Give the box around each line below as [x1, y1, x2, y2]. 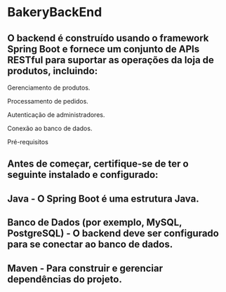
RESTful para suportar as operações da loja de [7, 54, 214, 66]
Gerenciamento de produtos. [7, 83, 91, 92]
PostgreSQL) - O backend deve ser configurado [7, 228, 219, 239]
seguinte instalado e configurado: [7, 169, 159, 181]
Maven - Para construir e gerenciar [7, 262, 164, 274]
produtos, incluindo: [7, 64, 98, 77]
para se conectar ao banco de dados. [7, 239, 173, 251]
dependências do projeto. [7, 273, 123, 285]
